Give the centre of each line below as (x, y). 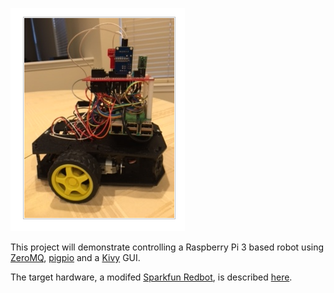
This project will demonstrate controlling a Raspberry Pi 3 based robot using (167, 247)
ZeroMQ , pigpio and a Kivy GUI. (75, 257)
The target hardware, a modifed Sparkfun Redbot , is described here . (151, 277)
